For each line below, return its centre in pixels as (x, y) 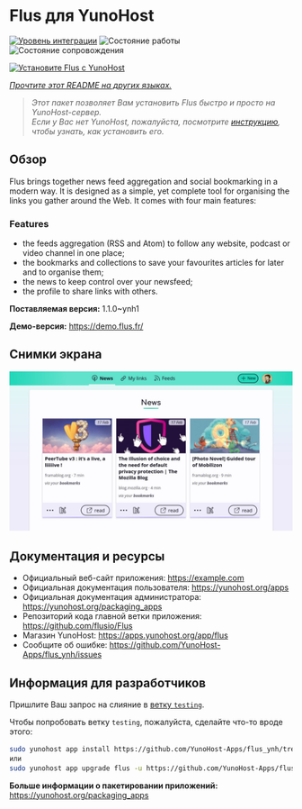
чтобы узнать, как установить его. (98, 131)
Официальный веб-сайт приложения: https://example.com (133, 578)
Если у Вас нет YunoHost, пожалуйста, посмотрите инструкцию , (156, 122)
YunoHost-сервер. (66, 112)
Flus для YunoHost (82, 16)
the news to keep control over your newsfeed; (107, 282)
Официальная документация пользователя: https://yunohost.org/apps (155, 587)
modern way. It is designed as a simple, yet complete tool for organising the (150, 191)
